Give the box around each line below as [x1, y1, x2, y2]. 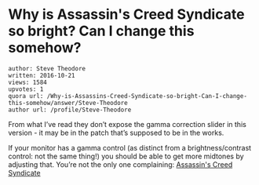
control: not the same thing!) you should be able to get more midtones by [8, 151, 245, 161]
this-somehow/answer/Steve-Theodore [8, 99, 128, 107]
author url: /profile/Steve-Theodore [8, 106, 132, 114]
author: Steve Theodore [8, 64, 86, 72]
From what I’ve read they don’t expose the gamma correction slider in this [8, 119, 247, 129]
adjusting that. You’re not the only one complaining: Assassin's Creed [8, 159, 233, 169]
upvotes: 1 [8, 85, 44, 93]
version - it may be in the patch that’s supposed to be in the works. [8, 128, 224, 137]
